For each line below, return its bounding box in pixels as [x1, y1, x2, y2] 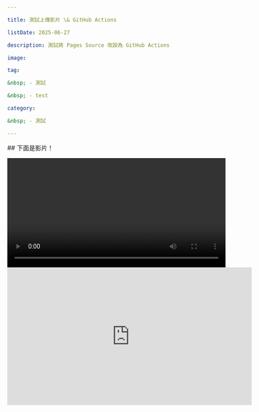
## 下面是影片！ [7, 143, 54, 152]
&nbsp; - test [7, 92, 49, 99]
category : [7, 105, 36, 112]
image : [7, 54, 27, 62]
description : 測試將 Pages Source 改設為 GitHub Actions [7, 41, 170, 49]
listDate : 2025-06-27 [7, 29, 71, 36]
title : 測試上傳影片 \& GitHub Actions [7, 16, 117, 23]
